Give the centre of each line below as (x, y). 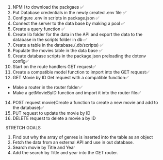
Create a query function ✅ (39, 29)
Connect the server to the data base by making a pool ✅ (69, 23)
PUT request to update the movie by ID (51, 113)
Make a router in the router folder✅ (48, 87)
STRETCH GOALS (23, 128)
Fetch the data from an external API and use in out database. (73, 142)
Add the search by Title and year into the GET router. (65, 152)
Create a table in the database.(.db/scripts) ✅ (58, 45)
